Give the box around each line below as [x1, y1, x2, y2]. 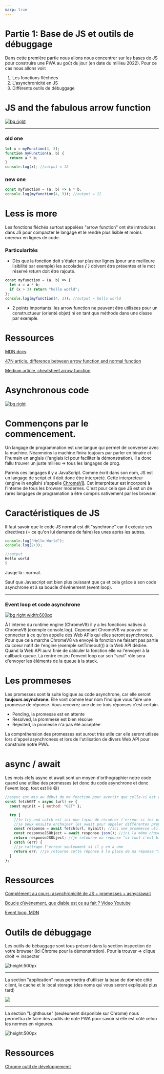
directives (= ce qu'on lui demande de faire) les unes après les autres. [5, 529, 145, 535]
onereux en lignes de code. [5, 235, 60, 241]
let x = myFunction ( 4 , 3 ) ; [5, 146, 60, 151]
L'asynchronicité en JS [12, 80, 58, 86]
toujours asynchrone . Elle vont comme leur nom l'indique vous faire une [5, 696, 151, 702]
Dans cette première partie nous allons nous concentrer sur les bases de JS [5, 55, 158, 61]
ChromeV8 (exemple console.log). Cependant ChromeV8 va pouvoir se [5, 627, 148, 633]
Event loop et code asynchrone [5, 601, 81, 608]
